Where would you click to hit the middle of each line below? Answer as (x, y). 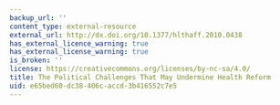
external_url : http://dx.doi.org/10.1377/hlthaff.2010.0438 (126, 35)
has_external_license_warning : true (79, 52)
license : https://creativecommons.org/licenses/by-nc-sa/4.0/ (130, 69)
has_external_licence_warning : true (79, 43)
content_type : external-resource (73, 26)
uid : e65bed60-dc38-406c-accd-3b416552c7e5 (93, 86)
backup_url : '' (38, 18)
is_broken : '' (36, 60)
